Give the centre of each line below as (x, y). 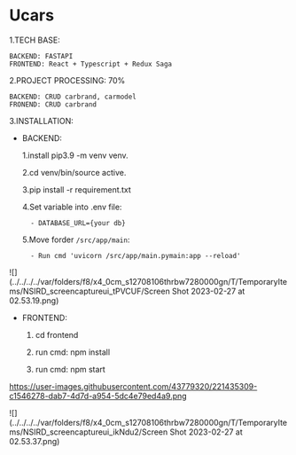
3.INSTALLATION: (41, 121)
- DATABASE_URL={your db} (78, 223)
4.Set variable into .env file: (72, 207)
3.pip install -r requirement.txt (76, 189)
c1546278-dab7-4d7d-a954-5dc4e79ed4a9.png (98, 396)
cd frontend (57, 334)
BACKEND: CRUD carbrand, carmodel (73, 97)
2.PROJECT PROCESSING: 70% (67, 80)
